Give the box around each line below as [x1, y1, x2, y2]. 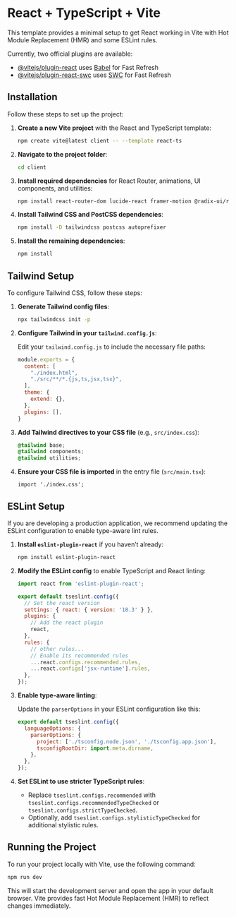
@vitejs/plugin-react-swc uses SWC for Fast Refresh [17, 71, 171, 79]
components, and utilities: [17, 184, 93, 192]
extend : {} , [30, 395, 66, 403]
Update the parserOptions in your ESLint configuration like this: [17, 705, 201, 713]
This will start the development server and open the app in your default [7, 886, 213, 894]
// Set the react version [24, 599, 100, 606]
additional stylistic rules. [27, 821, 99, 829]
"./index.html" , [30, 369, 78, 376]
